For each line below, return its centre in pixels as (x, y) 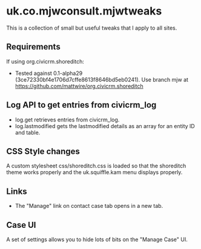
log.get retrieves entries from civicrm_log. (67, 120)
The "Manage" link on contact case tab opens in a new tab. (89, 206)
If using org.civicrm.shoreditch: (45, 61)
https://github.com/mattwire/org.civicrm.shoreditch (79, 86)
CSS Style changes (43, 151)
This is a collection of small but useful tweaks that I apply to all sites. (92, 28)
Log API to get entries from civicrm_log (81, 105)
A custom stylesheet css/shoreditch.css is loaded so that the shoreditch (96, 166)
